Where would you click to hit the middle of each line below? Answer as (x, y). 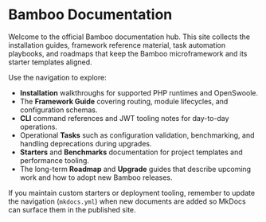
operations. (39, 127)
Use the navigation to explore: (57, 77)
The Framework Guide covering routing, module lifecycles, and (124, 101)
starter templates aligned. (51, 62)
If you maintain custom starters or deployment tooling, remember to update (132, 193)
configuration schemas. (59, 110)
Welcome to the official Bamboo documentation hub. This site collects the (129, 37)
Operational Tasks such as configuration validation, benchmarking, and (137, 135)
